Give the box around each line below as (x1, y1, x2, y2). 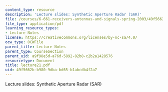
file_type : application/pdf (5, 21, 64, 26)
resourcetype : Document (5, 58, 55, 63)
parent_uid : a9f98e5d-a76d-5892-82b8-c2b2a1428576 (5, 53, 113, 59)
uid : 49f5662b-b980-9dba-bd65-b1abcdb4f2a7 (5, 68, 97, 73)
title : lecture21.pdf (5, 63, 50, 68)
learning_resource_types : (5, 26, 59, 31)
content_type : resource (5, 7, 55, 12)
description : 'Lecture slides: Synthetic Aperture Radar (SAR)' (5, 12, 142, 17)
